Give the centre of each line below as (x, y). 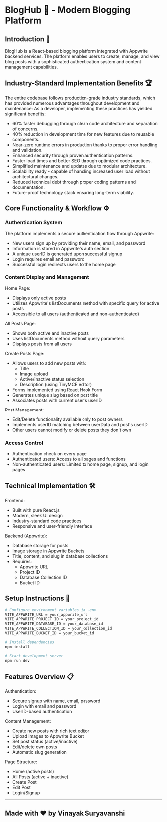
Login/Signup (26, 793)
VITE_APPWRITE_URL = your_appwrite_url (46, 615)
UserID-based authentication (42, 712)
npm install (17, 647)
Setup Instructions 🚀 (38, 599)
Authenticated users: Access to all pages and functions (69, 459)
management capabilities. (32, 67)
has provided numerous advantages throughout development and (72, 103)
